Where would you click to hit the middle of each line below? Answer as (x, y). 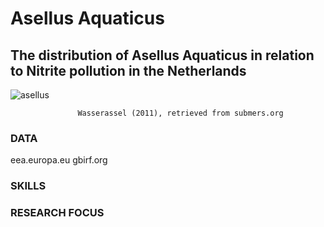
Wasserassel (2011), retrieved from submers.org (180, 113)
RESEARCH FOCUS (57, 213)
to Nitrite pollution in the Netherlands (128, 70)
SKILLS (28, 186)
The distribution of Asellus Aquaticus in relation (162, 55)
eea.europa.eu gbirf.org (59, 160)
